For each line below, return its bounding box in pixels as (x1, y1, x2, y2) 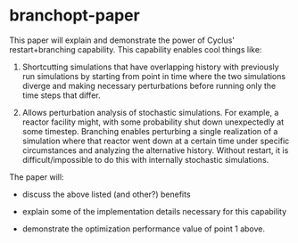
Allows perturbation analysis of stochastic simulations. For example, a (21, 107, 279, 117)
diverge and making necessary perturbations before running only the (21, 80, 277, 91)
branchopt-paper (9, 5, 140, 26)
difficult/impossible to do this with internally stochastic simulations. (21, 154, 269, 165)
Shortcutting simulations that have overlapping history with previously (21, 61, 279, 72)
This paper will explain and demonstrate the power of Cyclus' (9, 35, 235, 45)
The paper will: (9, 171, 64, 182)
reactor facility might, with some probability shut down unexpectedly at (21, 117, 285, 127)
